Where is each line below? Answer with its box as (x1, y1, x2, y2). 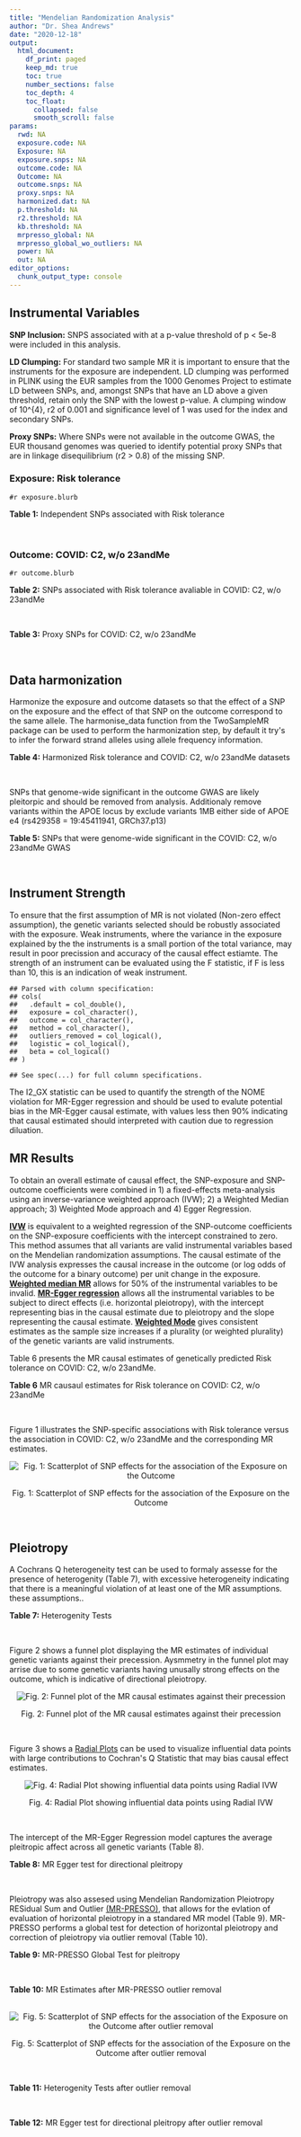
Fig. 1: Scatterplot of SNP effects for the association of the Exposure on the (12, 1487, 290, 1498)
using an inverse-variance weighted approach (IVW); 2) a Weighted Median (9, 1193, 289, 1204)
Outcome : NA (17, 172, 63, 181)
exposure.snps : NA (17, 155, 87, 164)
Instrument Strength (9, 886, 126, 901)
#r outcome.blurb (9, 569, 75, 578)
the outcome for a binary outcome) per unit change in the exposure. (9, 1268, 261, 1279)
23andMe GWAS (9, 842, 71, 853)
